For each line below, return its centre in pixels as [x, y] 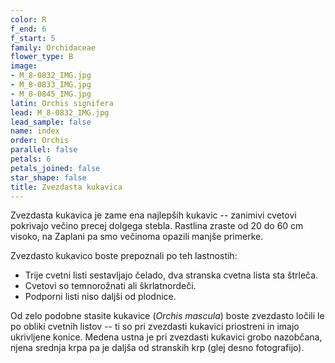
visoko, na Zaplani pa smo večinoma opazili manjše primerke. [137, 237]
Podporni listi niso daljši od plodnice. [100, 297]
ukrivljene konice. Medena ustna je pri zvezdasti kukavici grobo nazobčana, [166, 337]
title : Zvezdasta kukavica [66, 187]
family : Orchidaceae [53, 47]
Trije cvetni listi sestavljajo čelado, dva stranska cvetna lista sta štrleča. [171, 275]
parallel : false [44, 150]
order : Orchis [40, 141]
